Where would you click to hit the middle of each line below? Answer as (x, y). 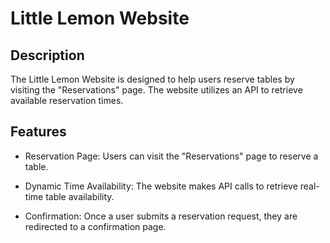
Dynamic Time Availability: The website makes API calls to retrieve (161, 186)
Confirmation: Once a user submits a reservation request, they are (161, 216)
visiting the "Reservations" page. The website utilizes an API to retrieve (156, 90)
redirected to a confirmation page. (95, 226)
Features (38, 132)
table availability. (80, 196)
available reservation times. (67, 100)
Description (47, 55)
